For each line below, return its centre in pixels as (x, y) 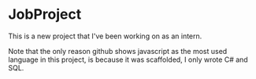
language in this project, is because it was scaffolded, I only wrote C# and (128, 59)
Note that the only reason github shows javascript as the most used (118, 51)
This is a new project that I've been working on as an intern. (105, 36)
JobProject (45, 14)
